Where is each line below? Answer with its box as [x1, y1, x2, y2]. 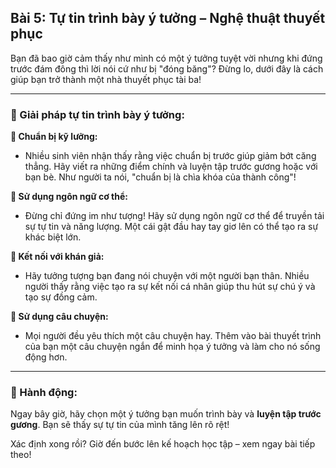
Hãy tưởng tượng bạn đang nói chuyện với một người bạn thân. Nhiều [24, 270, 310, 282]
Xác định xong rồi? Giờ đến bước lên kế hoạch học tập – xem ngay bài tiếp [10, 438, 316, 450]
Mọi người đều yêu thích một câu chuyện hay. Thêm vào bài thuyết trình [24, 330, 322, 342]
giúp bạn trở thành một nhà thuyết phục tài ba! [10, 73, 202, 85]
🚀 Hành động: [10, 386, 78, 400]
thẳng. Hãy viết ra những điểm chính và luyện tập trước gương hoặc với [24, 161, 318, 173]
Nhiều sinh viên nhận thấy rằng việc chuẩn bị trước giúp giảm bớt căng [24, 150, 317, 162]
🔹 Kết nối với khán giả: [10, 251, 105, 263]
